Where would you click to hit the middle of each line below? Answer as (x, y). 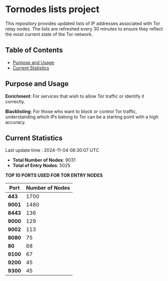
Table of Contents (34, 50)
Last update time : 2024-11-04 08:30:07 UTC (52, 150)
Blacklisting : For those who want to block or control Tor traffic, (71, 111)
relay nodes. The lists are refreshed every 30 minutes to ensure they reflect (84, 28)
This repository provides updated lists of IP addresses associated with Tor (83, 23)
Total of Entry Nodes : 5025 (41, 166)
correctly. (15, 101)
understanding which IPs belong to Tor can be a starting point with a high (82, 117)
